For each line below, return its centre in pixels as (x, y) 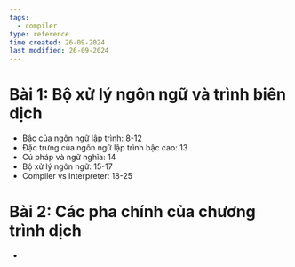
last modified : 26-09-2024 (59, 51)
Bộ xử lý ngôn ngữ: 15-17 (67, 166)
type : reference (39, 34)
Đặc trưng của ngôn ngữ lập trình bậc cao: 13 (105, 148)
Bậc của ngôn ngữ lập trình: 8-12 (82, 138)
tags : (19, 17)
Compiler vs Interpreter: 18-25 (77, 176)
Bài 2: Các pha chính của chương (132, 212)
